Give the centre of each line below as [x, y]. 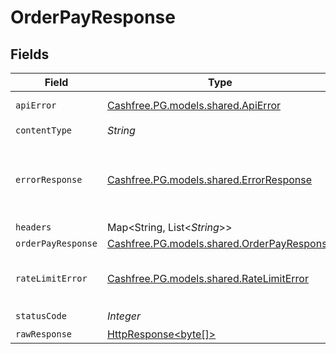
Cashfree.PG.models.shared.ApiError [194, 105]
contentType [44, 130]
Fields [30, 54]
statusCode [41, 315]
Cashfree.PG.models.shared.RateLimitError [207, 278]
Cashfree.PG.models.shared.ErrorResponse [209, 179]
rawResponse [44, 334]
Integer [124, 316]
